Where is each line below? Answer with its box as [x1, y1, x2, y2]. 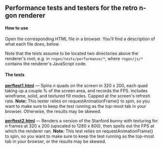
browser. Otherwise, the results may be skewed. [5, 108, 101, 114]
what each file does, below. [5, 41, 60, 47]
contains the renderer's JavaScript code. [5, 61, 87, 66]
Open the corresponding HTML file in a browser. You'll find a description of [5, 36, 155, 42]
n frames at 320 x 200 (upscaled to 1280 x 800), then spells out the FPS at [5, 123, 154, 129]
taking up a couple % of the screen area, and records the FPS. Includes [5, 87, 148, 94]
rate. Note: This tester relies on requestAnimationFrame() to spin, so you [5, 98, 150, 104]
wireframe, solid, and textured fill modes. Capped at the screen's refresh [5, 93, 150, 99]
